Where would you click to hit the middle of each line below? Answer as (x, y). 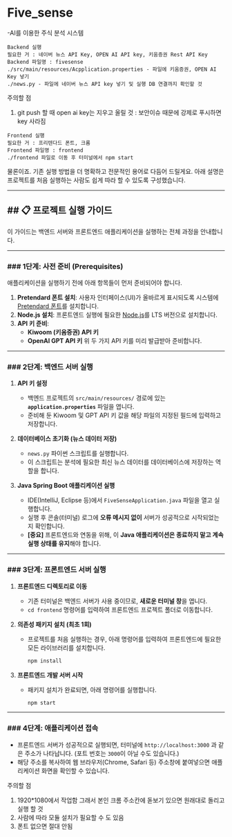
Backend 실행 (25, 47)
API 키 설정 (32, 383)
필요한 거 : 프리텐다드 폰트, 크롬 (49, 143)
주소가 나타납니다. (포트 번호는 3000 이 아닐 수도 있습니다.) (102, 753)
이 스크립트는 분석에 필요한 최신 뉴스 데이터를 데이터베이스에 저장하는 (120, 462)
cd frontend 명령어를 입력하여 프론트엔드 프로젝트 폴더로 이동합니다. (120, 609)
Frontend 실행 (26, 135)
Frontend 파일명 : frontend (45, 150)
